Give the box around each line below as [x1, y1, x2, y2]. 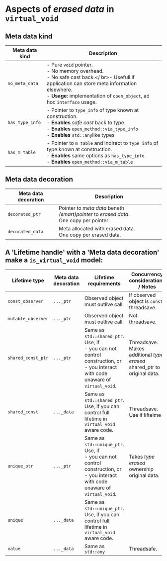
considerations [129, 277, 166, 284]
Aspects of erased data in [5, 3, 114, 15]
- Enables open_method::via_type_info [46, 125, 138, 132]
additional [129, 351, 152, 358]
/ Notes [138, 283, 157, 290]
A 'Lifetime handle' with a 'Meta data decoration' [5, 248, 160, 257]
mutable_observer [7, 316, 49, 321]
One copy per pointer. [59, 217, 110, 224]
